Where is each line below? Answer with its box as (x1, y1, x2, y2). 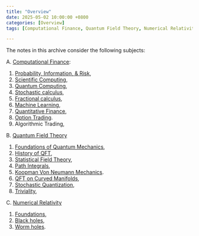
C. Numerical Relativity (6, 199, 62, 206)
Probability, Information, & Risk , (14, 70, 92, 77)
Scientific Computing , (14, 76, 68, 83)
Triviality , (14, 188, 37, 195)
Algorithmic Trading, (14, 120, 65, 128)
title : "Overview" (6, 8, 52, 15)
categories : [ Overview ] (6, 20, 65, 26)
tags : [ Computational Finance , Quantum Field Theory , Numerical (6, 25, 168, 32)
